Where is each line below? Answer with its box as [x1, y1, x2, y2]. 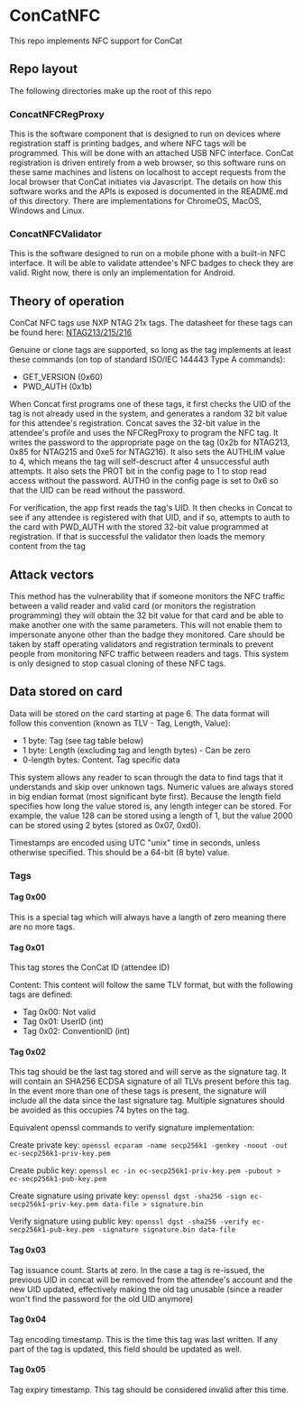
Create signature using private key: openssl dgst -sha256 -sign [9, 1190, 247, 1201]
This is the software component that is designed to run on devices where [9, 128, 281, 140]
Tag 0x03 [9, 1244, 47, 1255]
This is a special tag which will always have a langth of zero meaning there [9, 911, 287, 922]
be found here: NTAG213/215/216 [9, 327, 133, 338]
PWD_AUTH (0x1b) [22, 381, 93, 393]
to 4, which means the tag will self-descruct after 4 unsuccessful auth [9, 457, 270, 467]
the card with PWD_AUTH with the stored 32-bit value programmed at [9, 522, 269, 532]
